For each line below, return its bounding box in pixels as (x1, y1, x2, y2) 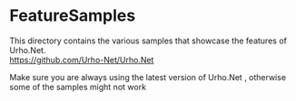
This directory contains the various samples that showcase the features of (9, 35, 288, 46)
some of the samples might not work (9, 81, 147, 92)
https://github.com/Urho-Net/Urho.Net (9, 54, 154, 65)
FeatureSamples (9, 5, 136, 26)
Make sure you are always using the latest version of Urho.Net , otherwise (9, 71, 287, 82)
